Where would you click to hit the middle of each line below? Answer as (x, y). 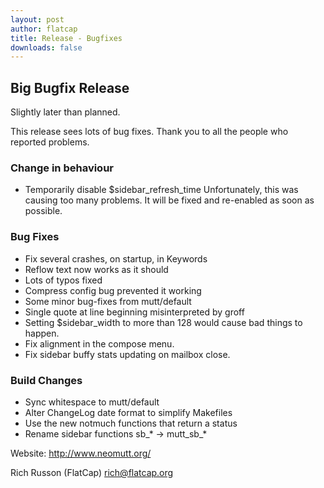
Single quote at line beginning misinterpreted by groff (134, 312)
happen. (42, 333)
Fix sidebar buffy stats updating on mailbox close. (127, 354)
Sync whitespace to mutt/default (92, 402)
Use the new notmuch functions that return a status (131, 423)
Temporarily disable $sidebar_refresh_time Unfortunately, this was (161, 190)
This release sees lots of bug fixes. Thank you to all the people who (149, 132)
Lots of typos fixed (63, 280)
